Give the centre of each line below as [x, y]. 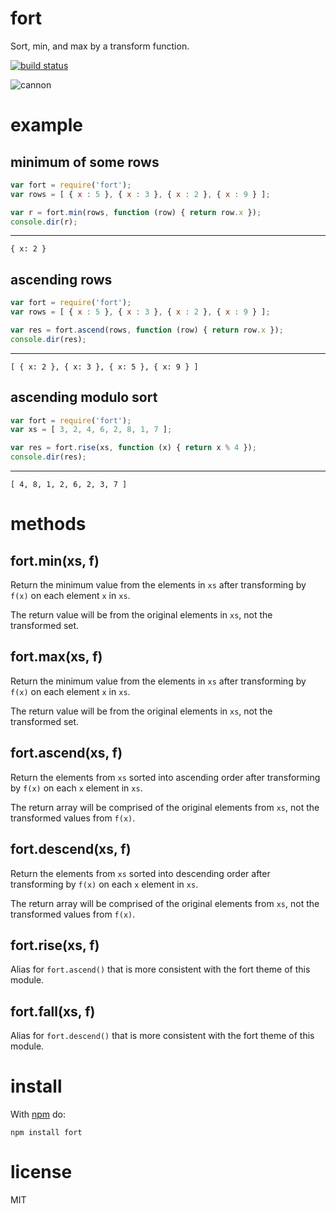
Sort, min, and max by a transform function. [100, 46]
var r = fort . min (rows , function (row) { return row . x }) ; [136, 212]
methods [48, 524]
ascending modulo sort [84, 397]
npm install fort [46, 1133]
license [41, 1172]
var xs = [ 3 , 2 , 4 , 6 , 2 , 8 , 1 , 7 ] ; [91, 430]
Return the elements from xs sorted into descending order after [140, 873]
